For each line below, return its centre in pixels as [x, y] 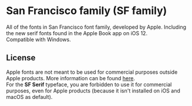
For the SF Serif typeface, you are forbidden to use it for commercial [89, 84]
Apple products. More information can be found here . [70, 78]
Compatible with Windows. [39, 39]
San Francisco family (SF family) [87, 11]
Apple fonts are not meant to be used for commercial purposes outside [92, 72]
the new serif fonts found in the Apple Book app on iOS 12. [77, 33]
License [21, 58]
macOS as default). [29, 97]
